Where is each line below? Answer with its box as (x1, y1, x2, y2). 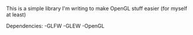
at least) (6, 11, 27, 18)
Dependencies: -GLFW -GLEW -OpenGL (6, 23, 105, 29)
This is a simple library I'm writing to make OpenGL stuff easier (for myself (6, 5, 188, 12)
